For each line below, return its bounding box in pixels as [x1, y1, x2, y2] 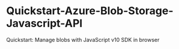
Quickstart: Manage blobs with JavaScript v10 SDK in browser [6, 36, 160, 43]
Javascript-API [6, 17, 83, 30]
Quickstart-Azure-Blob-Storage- [6, 4, 174, 18]
